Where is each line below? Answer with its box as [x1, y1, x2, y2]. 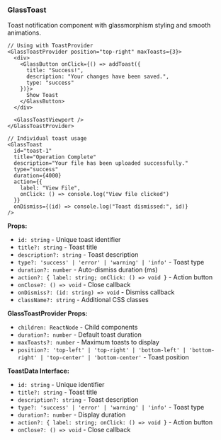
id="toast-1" [13, 147, 52, 155]
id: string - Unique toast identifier [17, 236, 121, 244]
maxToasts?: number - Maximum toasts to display [17, 338, 159, 347]
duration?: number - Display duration [17, 410, 126, 419]
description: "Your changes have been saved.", [25, 73, 170, 81]
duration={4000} [13, 172, 62, 180]
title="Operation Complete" [13, 154, 97, 161]
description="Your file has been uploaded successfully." [13, 160, 189, 167]
